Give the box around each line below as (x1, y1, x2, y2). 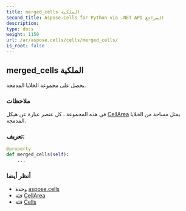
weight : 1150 (6, 32, 40, 38)
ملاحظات (6, 97, 30, 105)
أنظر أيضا (6, 171, 31, 180)
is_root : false (6, 43, 45, 49)
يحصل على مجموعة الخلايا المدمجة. (6, 81, 86, 89)
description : (6, 20, 40, 26)
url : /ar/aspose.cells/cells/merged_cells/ (6, 37, 119, 43)
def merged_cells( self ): (6, 151, 69, 158)
